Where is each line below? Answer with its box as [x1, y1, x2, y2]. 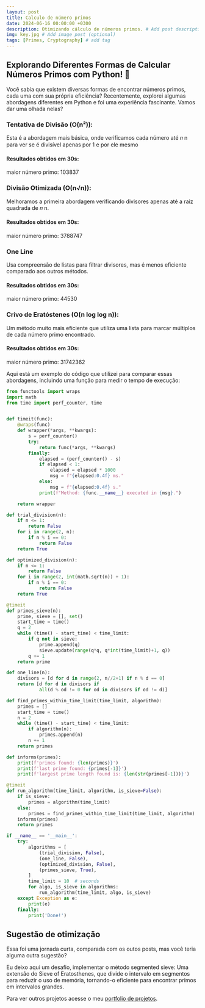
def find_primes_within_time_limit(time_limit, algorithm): [6, 697, 163, 704]
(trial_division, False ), [38, 849, 105, 856]
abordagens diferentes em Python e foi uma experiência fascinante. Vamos [6, 98, 195, 106]
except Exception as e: [17, 895, 78, 901]
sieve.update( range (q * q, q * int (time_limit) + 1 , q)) [38, 647, 171, 653]
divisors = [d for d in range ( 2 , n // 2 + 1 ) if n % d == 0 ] [17, 675, 165, 682]
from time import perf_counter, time [6, 400, 103, 406]
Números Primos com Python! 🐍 [6, 70, 130, 80]
